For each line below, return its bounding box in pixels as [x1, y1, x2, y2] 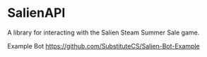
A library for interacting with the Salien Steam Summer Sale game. [7, 28, 200, 37]
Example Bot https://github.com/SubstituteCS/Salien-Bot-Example [7, 42, 200, 50]
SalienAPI [7, 5, 66, 21]
